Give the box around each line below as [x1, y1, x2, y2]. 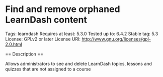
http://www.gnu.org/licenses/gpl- [81, 36, 151, 42]
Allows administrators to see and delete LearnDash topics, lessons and [5, 60, 152, 66]
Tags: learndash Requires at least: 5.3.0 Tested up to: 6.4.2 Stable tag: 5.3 [5, 30, 158, 36]
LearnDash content [5, 14, 87, 25]
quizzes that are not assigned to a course [5, 66, 92, 72]
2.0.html [5, 41, 23, 47]
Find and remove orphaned [5, 3, 120, 15]
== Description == [5, 51, 44, 57]
